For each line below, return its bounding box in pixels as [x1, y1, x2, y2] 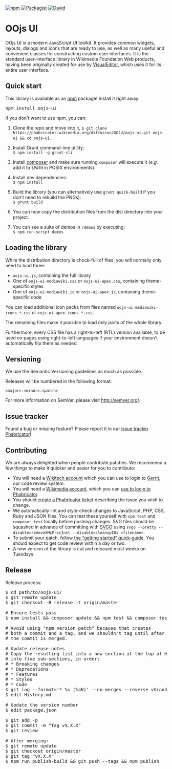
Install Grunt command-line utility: [12, 144, 84, 151]
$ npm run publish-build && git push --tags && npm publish [5, 758, 160, 764]
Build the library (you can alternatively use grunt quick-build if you [12, 188, 155, 195]
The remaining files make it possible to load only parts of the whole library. [5, 319, 163, 325]
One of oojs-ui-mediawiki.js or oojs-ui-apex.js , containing [12, 288, 141, 294]
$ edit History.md [5, 692, 52, 697]
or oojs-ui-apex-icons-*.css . [31, 309, 94, 315]
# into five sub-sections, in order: [5, 656, 100, 661]
